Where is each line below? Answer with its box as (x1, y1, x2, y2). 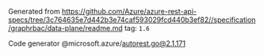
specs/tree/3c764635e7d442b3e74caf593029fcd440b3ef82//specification (8, 15, 256, 24)
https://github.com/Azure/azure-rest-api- (62, 7, 197, 16)
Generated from (8, 7, 61, 16)
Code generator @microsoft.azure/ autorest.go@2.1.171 (8, 39, 186, 48)
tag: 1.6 (124, 24, 150, 32)
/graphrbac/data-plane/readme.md (8, 24, 123, 32)
